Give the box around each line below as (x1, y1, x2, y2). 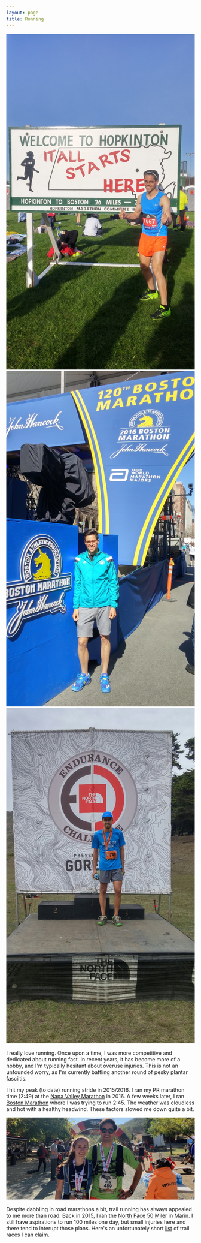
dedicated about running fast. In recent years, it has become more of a (6, 1055, 181, 1063)
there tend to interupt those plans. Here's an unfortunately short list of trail (6, 1224, 190, 1232)
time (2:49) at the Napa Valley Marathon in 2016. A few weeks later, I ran (6, 1092, 184, 1100)
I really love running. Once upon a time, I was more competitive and (6, 1049, 172, 1057)
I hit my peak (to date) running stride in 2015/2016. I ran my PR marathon (6, 1086, 185, 1094)
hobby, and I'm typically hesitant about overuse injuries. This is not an (6, 1062, 178, 1069)
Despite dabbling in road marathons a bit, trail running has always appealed (6, 1205, 193, 1212)
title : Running (6, 16, 44, 22)
